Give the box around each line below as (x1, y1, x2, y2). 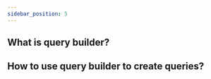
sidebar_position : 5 (7, 10, 68, 18)
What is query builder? (7, 37, 110, 49)
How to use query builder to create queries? (7, 61, 205, 73)
